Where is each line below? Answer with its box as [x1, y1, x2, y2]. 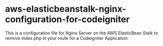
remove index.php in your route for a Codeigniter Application [5, 35, 128, 41]
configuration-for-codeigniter [5, 14, 130, 25]
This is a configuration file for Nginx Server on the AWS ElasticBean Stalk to [5, 30, 158, 36]
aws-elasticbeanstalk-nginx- [5, 3, 127, 15]
